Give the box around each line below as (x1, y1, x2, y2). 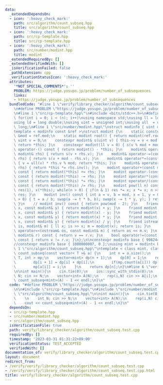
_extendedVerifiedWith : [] (9, 61, 64, 66)
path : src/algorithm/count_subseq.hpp (14, 20, 92, 26)
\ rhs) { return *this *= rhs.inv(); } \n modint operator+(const (14, 165, 155, 170)
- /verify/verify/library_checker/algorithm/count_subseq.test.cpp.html (5, 368, 155, 373)
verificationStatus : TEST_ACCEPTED (9, 341, 81, 346)
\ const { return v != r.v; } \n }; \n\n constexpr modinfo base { (14, 237, 145, 242)
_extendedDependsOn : (9, 12, 51, 17)
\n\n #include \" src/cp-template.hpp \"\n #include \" (14, 287, 120, 292)
